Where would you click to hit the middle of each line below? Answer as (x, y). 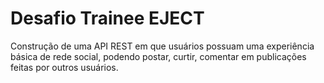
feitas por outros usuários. (64, 67)
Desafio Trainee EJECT (107, 18)
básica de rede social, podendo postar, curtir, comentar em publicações (158, 56)
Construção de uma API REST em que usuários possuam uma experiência (162, 46)
